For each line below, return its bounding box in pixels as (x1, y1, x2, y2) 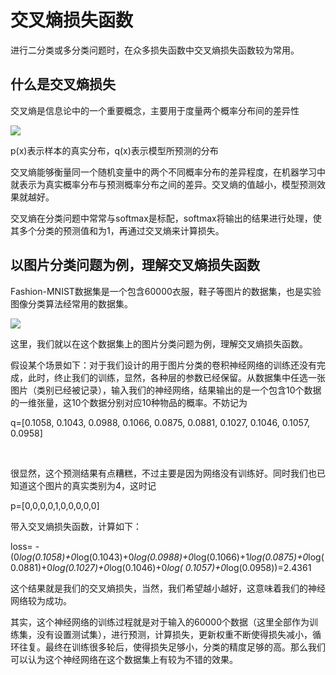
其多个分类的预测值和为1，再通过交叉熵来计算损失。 (10, 224, 225, 236)
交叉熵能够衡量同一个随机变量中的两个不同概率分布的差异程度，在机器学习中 (10, 166, 326, 178)
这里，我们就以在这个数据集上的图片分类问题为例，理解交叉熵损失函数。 (10, 337, 308, 350)
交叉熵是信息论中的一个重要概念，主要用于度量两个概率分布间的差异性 (10, 104, 300, 116)
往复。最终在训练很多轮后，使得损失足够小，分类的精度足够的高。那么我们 (18, 641, 326, 653)
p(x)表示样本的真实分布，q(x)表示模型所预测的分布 (10, 144, 219, 156)
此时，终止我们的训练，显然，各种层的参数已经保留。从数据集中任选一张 (27, 371, 326, 383)
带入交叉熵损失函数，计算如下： (10, 520, 142, 532)
